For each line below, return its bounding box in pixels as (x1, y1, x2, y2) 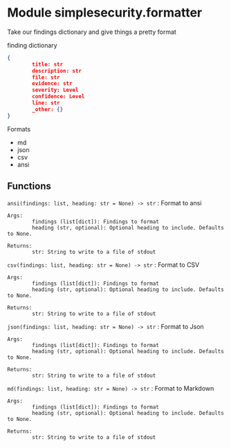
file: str (32, 74, 60, 81)
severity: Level (32, 86, 79, 94)
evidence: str (32, 80, 73, 87)
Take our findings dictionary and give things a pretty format (7, 28, 176, 36)
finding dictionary (7, 41, 57, 49)
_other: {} (32, 106, 64, 113)
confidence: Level (32, 93, 85, 100)
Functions (7, 180, 52, 192)
